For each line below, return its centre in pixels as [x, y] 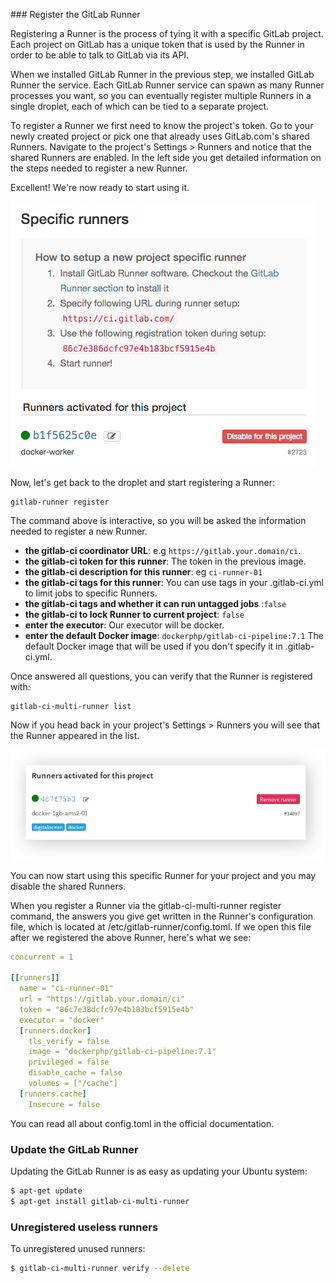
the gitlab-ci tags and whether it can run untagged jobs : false [155, 603]
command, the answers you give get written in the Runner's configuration [162, 916]
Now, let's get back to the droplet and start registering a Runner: [142, 482]
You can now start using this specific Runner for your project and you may [163, 875]
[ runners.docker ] [55, 1030]
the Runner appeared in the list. [75, 735]
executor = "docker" [62, 1020]
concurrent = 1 [42, 957]
